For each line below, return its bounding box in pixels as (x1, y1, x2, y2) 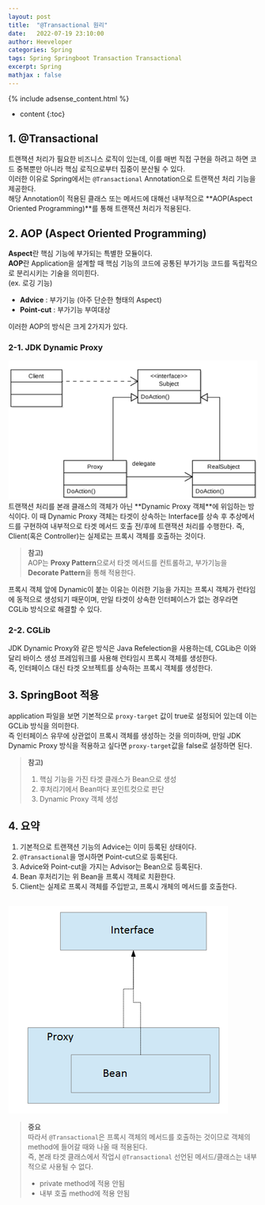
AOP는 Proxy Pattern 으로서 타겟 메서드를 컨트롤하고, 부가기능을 (27, 557, 228, 567)
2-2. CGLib (8, 625, 51, 636)
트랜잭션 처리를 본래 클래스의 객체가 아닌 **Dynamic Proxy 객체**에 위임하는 (8, 501, 247, 511)
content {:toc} (19, 109, 66, 119)
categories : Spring (8, 46, 73, 55)
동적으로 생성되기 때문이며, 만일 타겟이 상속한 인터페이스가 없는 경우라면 (16, 594, 239, 604)
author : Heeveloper (8, 38, 73, 46)
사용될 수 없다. (48, 1162, 93, 1171)
